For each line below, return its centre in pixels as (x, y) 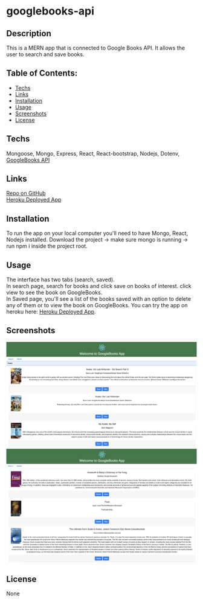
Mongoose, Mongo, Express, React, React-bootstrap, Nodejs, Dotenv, (93, 153)
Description (29, 34)
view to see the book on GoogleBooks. (54, 293)
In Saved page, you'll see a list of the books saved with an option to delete (99, 299)
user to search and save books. (45, 54)
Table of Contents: (42, 73)
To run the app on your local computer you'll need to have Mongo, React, (97, 233)
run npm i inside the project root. (47, 246)
